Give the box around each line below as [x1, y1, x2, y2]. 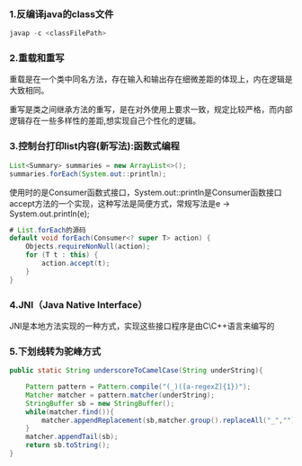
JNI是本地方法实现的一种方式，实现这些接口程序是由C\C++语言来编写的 [9, 321, 275, 331]
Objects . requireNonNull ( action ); [25, 242, 151, 251]
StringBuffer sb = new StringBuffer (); [25, 399, 175, 408]
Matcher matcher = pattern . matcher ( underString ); [25, 391, 216, 400]
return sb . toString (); [25, 441, 111, 450]
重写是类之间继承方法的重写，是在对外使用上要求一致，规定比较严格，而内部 [9, 104, 293, 115]
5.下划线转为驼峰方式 [9, 345, 102, 357]
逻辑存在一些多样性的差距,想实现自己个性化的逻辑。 [9, 115, 201, 127]
